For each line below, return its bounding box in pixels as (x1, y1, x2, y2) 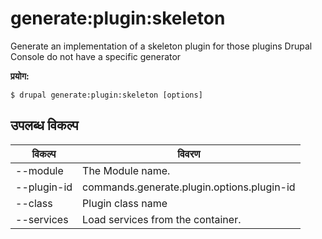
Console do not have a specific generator (10, 50, 182, 62)
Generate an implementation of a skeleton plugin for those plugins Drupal (10, 40, 313, 52)
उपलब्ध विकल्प (10, 117, 79, 134)
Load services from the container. (82, 212, 242, 226)
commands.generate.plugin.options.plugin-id (82, 180, 296, 194)
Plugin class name (82, 196, 168, 210)
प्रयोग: (10, 70, 30, 82)
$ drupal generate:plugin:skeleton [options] (10, 90, 203, 100)
